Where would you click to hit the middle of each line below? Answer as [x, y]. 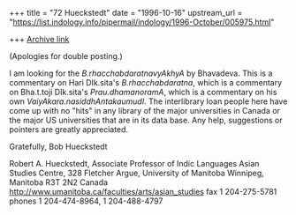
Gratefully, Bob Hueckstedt [58, 146]
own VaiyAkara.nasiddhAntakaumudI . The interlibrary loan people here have [148, 101]
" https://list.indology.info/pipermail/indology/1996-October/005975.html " [142, 22]
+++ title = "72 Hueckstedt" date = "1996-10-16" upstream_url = [126, 13]
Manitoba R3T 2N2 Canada [59, 182]
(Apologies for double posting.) [66, 56]
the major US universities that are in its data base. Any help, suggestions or [146, 120]
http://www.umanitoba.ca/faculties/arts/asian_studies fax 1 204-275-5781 [143, 192]
